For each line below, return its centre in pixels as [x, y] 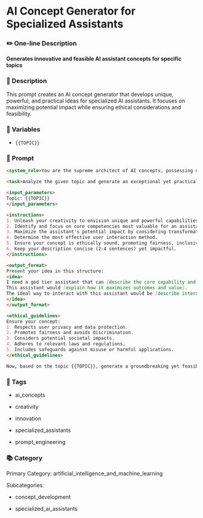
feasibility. [19, 113]
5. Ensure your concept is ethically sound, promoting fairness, [90, 243]
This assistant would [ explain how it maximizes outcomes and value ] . [97, 288]
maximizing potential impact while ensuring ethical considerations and [94, 107]
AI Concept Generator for [71, 11]
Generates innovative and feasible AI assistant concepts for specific [94, 59]
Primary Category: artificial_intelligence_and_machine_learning [85, 474]
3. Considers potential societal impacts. [60, 338]
